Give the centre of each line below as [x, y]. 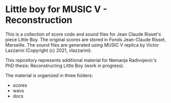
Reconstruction [39, 20]
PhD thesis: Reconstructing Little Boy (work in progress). [65, 65]
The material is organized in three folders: [49, 75]
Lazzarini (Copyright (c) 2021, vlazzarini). [49, 50]
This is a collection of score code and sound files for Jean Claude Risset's [83, 34]
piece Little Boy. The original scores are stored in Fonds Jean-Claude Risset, [86, 40]
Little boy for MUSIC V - [56, 9]
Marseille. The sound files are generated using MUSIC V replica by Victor [82, 45]
